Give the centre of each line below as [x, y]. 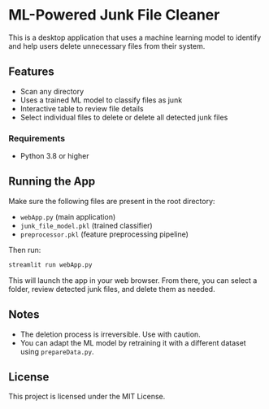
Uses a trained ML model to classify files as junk [101, 100]
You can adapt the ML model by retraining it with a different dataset [133, 342]
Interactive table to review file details [82, 108]
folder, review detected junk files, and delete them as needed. [112, 289]
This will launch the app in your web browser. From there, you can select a [133, 280]
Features [31, 72]
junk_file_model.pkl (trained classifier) [86, 225]
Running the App [52, 182]
